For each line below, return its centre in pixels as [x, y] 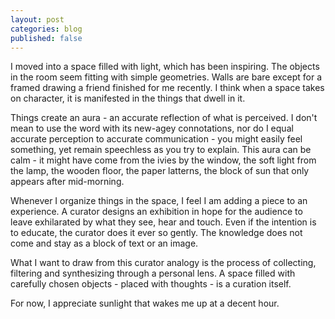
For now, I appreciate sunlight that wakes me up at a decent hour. [145, 303]
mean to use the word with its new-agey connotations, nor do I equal [152, 128]
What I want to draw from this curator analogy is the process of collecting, [163, 263]
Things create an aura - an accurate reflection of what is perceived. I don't [164, 118]
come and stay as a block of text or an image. [104, 243]
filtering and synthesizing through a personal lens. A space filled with [153, 273]
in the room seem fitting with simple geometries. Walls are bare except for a [166, 77]
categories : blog [46, 29]
